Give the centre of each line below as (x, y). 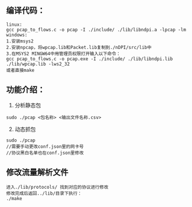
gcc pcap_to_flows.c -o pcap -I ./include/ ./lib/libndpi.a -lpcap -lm (96, 29)
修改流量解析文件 (37, 172)
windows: (17, 35)
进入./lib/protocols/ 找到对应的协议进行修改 (57, 188)
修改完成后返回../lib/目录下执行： (44, 193)
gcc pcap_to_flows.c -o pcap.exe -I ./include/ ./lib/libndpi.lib (90, 59)
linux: (14, 24)
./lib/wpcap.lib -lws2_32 (38, 64)
